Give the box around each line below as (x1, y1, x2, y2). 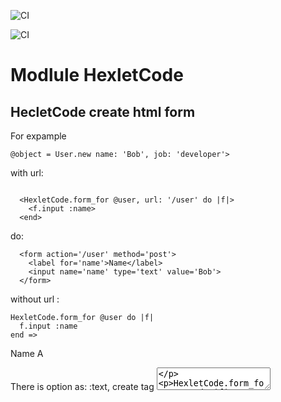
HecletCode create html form (10, 103, 196, 120)
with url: (10, 167, 44, 179)
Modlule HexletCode (10, 64, 184, 87)
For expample (10, 130, 67, 142)
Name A (10, 348, 44, 359)
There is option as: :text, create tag (10, 381, 155, 392)
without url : (10, 293, 60, 305)
